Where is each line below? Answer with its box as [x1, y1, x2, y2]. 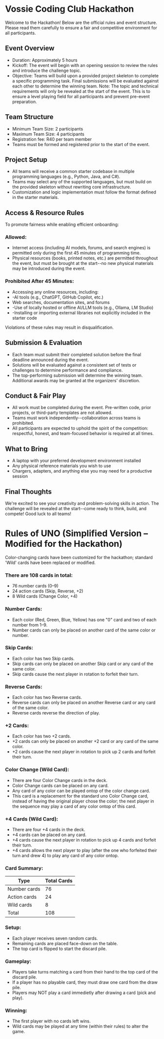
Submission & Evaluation [5, 339, 82, 347]
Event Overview [5, 44, 55, 52]
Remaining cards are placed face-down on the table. [12, 940, 118, 946]
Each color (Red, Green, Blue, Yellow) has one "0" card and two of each [12, 617, 157, 623]
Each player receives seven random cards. [12, 935, 98, 941]
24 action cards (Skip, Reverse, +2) [12, 588, 83, 594]
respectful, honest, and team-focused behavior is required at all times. [12, 431, 154, 436]
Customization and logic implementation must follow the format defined [12, 189, 156, 195]
